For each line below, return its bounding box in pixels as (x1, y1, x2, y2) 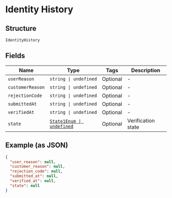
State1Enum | (49, 118, 81, 124)
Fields (5, 51, 26, 60)
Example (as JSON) (5, 141, 68, 150)
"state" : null (10, 183, 40, 188)
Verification (127, 117, 155, 124)
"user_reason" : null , (10, 159, 56, 165)
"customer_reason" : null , (10, 164, 66, 169)
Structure (5, 24, 37, 33)
